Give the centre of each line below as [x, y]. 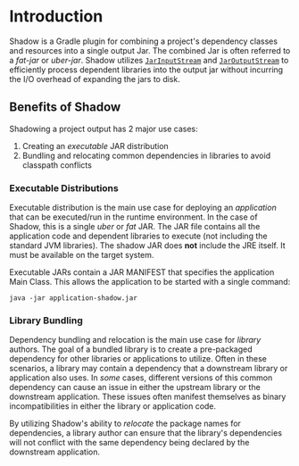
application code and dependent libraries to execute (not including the [138, 236]
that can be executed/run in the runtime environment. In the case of [133, 217]
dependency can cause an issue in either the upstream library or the [135, 387]
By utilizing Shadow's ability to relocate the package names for [125, 424]
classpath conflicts [57, 165]
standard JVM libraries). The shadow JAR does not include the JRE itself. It [147, 245]
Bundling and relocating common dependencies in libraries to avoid [146, 155]
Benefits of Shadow [65, 108]
